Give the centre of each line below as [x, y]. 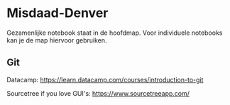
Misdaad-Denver [57, 13]
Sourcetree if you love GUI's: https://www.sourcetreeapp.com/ [98, 93]
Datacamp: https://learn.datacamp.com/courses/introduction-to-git [105, 79]
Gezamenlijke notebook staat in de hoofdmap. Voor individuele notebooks [115, 33]
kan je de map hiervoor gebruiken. [57, 40]
